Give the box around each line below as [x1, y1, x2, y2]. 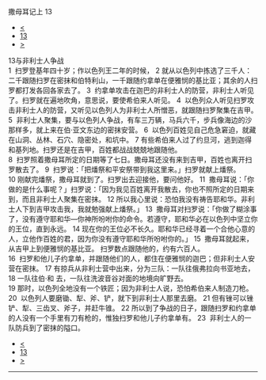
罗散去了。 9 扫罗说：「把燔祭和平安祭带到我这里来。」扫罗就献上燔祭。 [8, 165, 241, 174]
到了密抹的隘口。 [28, 323, 85, 332]
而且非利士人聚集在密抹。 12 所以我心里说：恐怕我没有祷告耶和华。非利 [21, 195, 256, 203]
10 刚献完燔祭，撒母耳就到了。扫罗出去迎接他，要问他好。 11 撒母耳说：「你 [8, 175, 255, 184]
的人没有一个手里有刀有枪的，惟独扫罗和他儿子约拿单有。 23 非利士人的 [8, 313, 245, 322]
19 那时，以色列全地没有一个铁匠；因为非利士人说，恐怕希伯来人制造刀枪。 [8, 283, 253, 293]
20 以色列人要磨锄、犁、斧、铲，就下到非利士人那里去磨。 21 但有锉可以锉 [8, 294, 254, 302]
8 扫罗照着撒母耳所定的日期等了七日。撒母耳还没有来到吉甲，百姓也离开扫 [8, 155, 253, 164]
